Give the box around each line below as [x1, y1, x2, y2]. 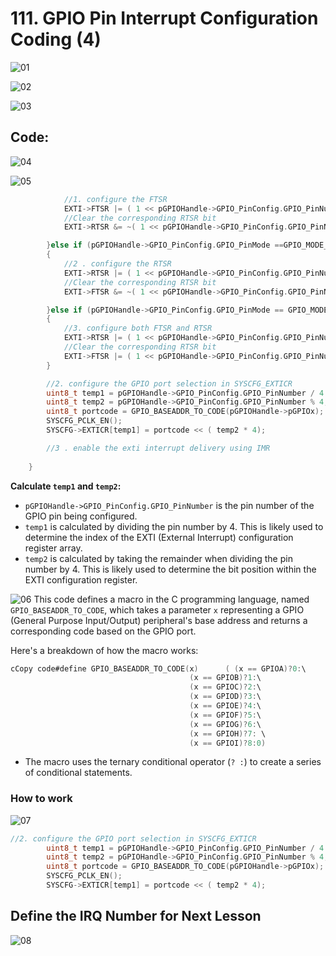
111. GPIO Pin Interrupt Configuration [10, 7, 319, 30]
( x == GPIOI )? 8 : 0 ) [189, 738, 267, 748]
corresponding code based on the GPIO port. [10, 625, 197, 637]
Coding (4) [10, 28, 102, 51]
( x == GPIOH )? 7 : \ [189, 728, 267, 739]
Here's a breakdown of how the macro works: [10, 644, 199, 656]
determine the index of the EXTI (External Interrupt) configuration [24, 531, 294, 543]
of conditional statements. [24, 767, 133, 779]
